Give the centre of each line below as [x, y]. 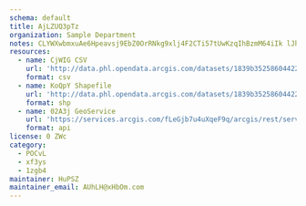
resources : [30, 52]
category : [28, 145]
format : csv [48, 77]
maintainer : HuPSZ [44, 179]
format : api [48, 129]
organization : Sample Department [73, 35]
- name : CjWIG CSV [53, 60]
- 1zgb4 [32, 170]
